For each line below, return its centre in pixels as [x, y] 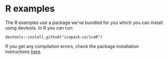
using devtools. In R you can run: [39, 27]
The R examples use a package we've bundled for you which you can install [84, 22]
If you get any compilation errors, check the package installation [72, 46]
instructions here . [23, 51]
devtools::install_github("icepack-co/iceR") [54, 37]
